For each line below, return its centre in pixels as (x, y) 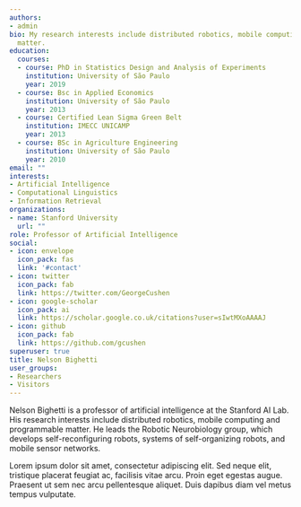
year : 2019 (46, 84)
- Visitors (30, 385)
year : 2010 (46, 159)
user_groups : (34, 368)
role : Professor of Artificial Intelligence (94, 234)
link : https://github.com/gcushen (82, 343)
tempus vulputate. (43, 494)
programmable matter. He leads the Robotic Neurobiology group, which (141, 429)
